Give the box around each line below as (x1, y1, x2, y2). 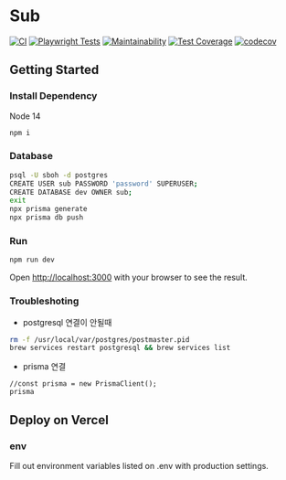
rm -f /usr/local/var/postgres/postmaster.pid (9, 335, 190, 344)
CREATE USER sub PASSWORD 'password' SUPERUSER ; (9, 179, 198, 188)
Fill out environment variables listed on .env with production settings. (9, 460, 270, 471)
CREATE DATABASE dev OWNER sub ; (9, 187, 132, 197)
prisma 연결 (22, 361, 67, 372)
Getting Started (9, 62, 100, 78)
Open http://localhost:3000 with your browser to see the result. (9, 272, 249, 283)
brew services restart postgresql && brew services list (9, 344, 231, 353)
